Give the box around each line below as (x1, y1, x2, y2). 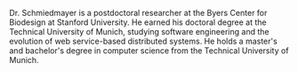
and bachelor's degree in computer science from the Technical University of (9, 45, 289, 56)
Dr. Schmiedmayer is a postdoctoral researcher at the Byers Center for (9, 8, 268, 18)
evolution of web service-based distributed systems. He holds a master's (9, 36, 278, 46)
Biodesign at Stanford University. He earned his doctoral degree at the (9, 17, 267, 28)
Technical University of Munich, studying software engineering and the (9, 27, 270, 36)
